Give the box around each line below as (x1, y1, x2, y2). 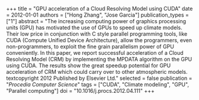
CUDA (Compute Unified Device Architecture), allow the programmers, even (6, 37, 192, 43)
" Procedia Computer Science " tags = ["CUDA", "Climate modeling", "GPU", (6, 81, 189, 88)
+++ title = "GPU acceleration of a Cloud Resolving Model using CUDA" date (6, 5, 193, 12)
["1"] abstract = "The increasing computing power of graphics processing (6, 18, 187, 24)
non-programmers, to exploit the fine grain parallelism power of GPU (6, 43, 174, 50)
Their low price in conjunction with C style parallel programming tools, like (6, 30, 188, 37)
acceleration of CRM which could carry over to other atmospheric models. (6, 68, 188, 75)
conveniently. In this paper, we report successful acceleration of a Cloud (6, 49, 184, 56)
